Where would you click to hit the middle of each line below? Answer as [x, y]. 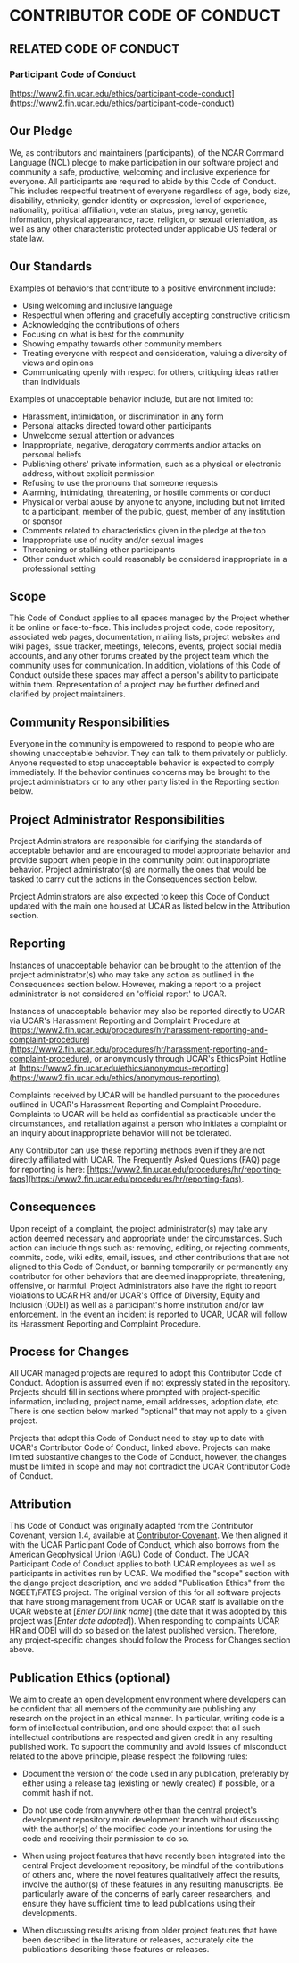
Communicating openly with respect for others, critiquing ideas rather [150, 371]
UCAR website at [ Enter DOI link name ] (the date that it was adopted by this [148, 1611]
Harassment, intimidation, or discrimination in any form [123, 416]
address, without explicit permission [89, 473]
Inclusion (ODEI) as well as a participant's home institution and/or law [137, 1304]
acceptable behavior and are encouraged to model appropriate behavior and [150, 850]
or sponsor [42, 521]
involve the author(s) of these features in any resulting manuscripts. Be [153, 1884]
